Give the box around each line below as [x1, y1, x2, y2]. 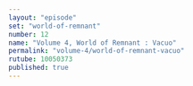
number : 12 [8, 30, 49, 39]
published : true [8, 64, 69, 73]
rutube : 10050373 [8, 55, 73, 64]
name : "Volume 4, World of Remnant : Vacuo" [8, 38, 177, 47]
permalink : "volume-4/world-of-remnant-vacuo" [8, 47, 185, 56]
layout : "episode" [8, 13, 77, 22]
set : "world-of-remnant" [8, 21, 101, 30]
